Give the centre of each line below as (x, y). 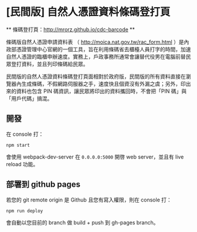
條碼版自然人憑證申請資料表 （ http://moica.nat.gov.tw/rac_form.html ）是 (95, 42)
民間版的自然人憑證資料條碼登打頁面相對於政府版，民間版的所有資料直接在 (96, 76)
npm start (18, 145)
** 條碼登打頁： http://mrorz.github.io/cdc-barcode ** (71, 29)
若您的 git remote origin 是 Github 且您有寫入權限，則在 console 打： (89, 200)
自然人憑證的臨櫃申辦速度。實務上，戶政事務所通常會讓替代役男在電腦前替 (96, 56)
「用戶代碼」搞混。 (29, 98)
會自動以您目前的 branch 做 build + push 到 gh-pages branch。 (83, 222)
